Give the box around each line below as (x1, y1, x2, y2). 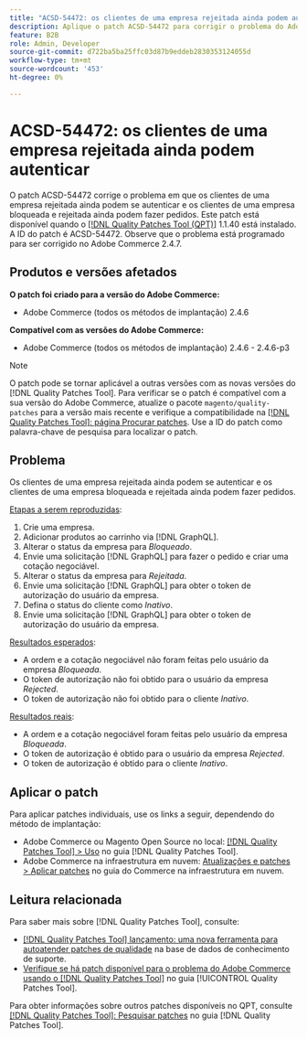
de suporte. (22, 953, 67, 964)
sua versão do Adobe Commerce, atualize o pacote (9, 397, 203, 408)
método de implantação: (9, 819, 101, 830)
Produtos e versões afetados (9, 264, 178, 280)
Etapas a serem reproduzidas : (9, 504, 122, 515)
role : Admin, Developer (9, 38, 101, 48)
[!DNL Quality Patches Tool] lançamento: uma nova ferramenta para (22, 934, 279, 945)
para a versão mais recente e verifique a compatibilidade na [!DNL (40, 406, 290, 417)
